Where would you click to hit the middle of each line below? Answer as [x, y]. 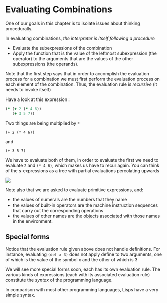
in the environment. [32, 221]
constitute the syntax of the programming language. [59, 280]
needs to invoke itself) [28, 89]
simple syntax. [20, 295]
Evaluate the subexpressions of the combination [62, 48]
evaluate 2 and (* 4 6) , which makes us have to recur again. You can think [82, 165]
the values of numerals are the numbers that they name [70, 199]
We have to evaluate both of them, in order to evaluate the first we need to [82, 160]
